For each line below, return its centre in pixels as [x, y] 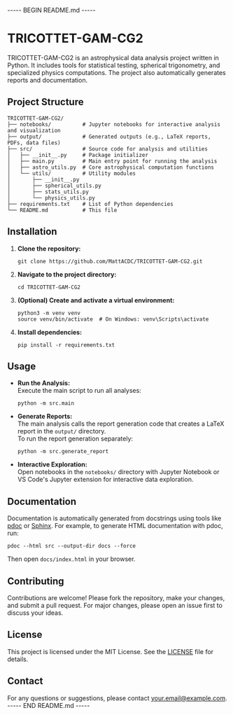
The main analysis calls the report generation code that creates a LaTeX [121, 424]
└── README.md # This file [62, 210]
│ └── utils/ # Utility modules [72, 173]
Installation [32, 231]
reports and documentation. [48, 80]
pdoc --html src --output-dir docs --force [72, 546]
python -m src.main [46, 403]
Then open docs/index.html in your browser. [71, 559]
